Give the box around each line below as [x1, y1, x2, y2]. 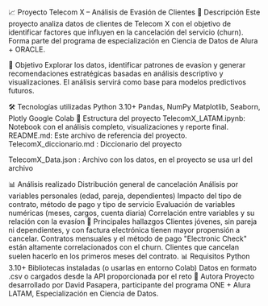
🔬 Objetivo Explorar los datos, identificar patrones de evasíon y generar [8, 60, 246, 69]
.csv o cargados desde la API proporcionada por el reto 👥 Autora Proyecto [8, 271, 255, 281]
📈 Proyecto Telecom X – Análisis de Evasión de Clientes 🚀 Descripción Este [8, 7, 261, 17]
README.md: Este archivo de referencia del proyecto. [8, 130, 187, 140]
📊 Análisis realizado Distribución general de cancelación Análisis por [8, 180, 239, 188]
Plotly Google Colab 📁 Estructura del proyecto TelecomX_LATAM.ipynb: [8, 114, 246, 123]
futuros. [8, 86, 35, 95]
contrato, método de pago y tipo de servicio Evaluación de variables [8, 200, 236, 209]
